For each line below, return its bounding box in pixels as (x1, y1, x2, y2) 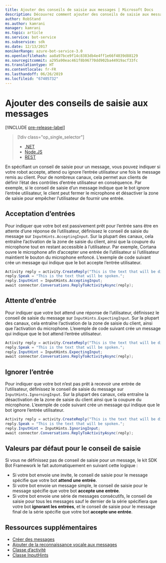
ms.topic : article (5, 30, 43, 35)
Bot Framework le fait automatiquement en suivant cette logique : (5, 463, 138, 469)
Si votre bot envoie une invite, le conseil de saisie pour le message (12, 472, 148, 478)
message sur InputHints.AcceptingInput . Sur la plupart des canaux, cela (5, 233, 154, 239)
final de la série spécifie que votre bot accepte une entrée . (12, 509, 133, 515)
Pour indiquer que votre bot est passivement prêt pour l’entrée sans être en (5, 223, 158, 229)
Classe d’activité (12, 547, 46, 553)
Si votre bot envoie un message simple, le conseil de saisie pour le (12, 483, 148, 489)
